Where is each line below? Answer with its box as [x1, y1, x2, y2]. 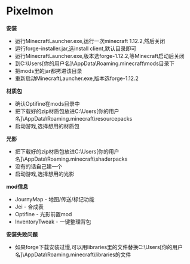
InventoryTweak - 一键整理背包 [14, 218, 91, 225]
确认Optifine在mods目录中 [14, 100, 80, 107]
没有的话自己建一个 [14, 162, 63, 170]
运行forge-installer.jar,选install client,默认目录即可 [14, 45, 136, 52]
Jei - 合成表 [14, 203, 44, 210]
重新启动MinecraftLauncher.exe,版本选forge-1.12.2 [14, 75, 139, 82]
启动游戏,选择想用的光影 [14, 170, 75, 177]
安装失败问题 [6, 231, 38, 238]
